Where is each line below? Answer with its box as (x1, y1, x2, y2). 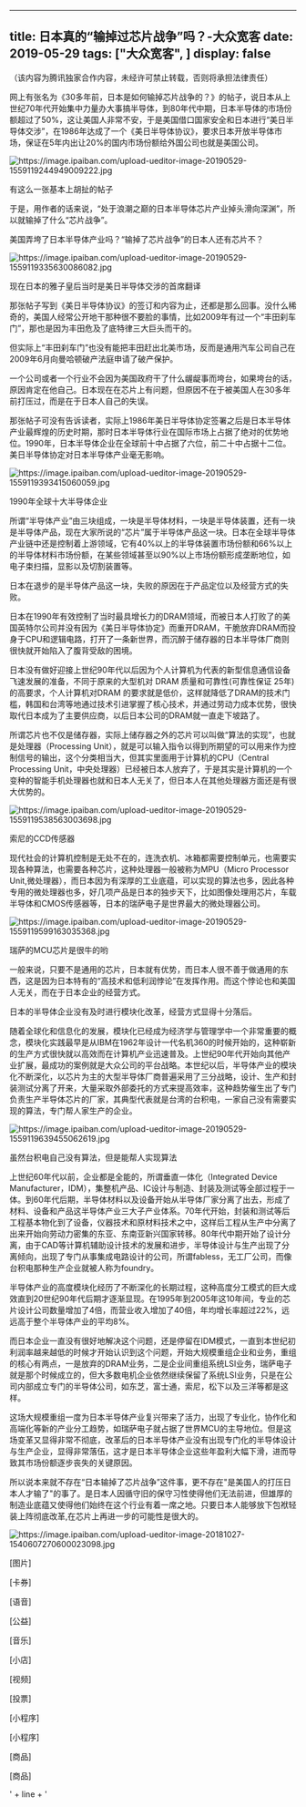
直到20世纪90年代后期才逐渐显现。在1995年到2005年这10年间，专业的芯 (16, 1293, 291, 1304)
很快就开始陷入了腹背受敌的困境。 (9, 644, 138, 656)
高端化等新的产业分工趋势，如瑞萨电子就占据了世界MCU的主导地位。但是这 (9, 1422, 292, 1433)
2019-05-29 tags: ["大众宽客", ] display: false (9, 46, 271, 62)
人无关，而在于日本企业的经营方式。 (9, 986, 146, 998)
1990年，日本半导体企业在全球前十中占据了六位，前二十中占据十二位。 (25, 437, 291, 448)
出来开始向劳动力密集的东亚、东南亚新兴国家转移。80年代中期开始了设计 (9, 1227, 283, 1239)
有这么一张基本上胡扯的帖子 (9, 183, 114, 194)
